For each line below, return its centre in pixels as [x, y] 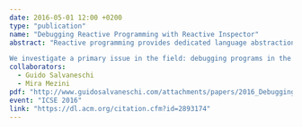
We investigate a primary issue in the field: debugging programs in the [151, 59]
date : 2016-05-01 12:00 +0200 [66, 17]
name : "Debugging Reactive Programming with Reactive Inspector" [134, 34]
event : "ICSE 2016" [46, 100]
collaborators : [38, 67]
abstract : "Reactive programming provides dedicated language [128, 42]
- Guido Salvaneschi [56, 76]
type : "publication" [48, 26]
